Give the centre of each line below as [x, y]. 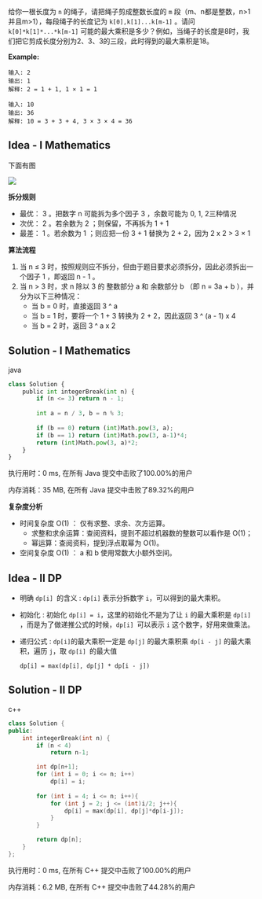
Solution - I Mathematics [69, 351]
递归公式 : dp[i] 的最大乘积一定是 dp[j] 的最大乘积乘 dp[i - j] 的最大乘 [135, 641]
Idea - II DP [35, 578]
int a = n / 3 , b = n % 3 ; [80, 414]
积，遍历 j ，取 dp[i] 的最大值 [68, 651]
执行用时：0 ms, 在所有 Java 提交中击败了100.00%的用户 [100, 473]
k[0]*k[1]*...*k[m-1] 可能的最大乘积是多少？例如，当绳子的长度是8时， [126, 31]
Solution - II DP [45, 690]
